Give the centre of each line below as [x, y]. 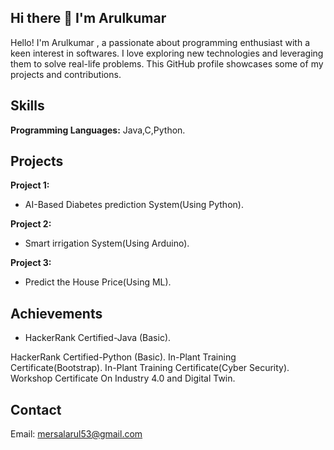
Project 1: [30, 185]
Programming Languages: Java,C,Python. [98, 130]
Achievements [56, 313]
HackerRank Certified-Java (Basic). [98, 338]
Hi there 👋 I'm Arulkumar [88, 18]
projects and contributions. [66, 74]
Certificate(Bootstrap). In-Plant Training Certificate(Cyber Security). [150, 368]
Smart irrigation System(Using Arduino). [107, 243]
